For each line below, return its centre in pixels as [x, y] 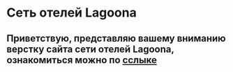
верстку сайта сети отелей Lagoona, [90, 49]
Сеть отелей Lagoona [72, 13]
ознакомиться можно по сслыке [82, 60]
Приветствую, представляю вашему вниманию [116, 38]
